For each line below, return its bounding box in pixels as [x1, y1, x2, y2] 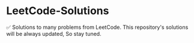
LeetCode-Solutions [6, 4, 109, 18]
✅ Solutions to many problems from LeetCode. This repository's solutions [6, 24, 189, 31]
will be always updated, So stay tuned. [6, 30, 102, 37]
